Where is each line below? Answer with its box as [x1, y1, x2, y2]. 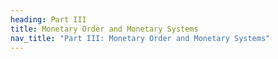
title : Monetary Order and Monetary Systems [10, 24, 199, 34]
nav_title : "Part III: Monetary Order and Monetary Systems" [10, 33, 271, 43]
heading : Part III [10, 14, 87, 25]
